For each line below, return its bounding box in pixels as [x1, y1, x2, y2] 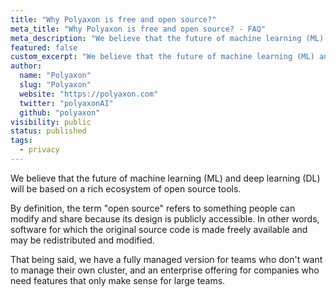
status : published [10, 126, 87, 136]
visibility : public [10, 117, 92, 127]
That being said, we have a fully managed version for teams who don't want [10, 253, 323, 265]
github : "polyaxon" [19, 107, 101, 118]
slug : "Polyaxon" [19, 80, 92, 90]
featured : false [10, 42, 78, 53]
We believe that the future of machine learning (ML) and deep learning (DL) [10, 172, 321, 184]
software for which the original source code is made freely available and [10, 223, 308, 235]
